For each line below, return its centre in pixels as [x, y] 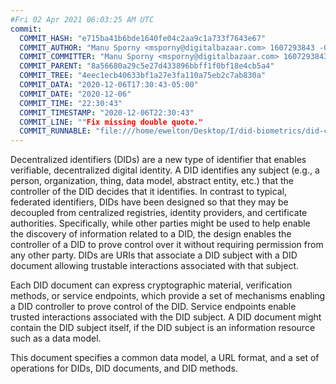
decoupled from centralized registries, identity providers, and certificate [159, 213]
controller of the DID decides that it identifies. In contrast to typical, [149, 192]
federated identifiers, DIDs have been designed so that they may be [149, 202]
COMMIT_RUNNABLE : [55, 131]
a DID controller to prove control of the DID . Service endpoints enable [153, 307]
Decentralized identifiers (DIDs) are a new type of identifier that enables [158, 160]
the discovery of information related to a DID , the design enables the [151, 234]
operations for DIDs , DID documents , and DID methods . [124, 368]
